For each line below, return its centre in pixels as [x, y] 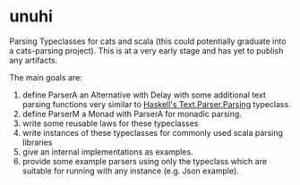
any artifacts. [34, 60]
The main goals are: [46, 77]
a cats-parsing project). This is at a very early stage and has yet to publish [146, 50]
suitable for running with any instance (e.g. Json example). [130, 171]
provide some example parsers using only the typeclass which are [144, 161]
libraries [37, 142]
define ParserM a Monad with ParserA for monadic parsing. [132, 114]
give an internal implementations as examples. [108, 151]
